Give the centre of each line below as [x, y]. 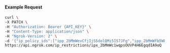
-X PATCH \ [16, 22]
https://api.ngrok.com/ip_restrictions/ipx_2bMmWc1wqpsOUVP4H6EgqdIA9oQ [83, 45]
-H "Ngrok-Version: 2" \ [31, 36]
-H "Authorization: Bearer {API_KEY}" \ [48, 27]
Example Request [24, 7]
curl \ [12, 17]
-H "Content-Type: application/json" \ [47, 31]
